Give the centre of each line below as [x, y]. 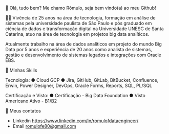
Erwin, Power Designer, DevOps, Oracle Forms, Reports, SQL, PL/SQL [79, 85]
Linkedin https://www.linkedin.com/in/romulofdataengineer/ [76, 121]
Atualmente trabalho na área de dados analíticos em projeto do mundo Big [84, 44]
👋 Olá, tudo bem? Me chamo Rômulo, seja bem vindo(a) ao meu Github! [81, 8]
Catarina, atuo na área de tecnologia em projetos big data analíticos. [77, 34]
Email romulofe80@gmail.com [44, 126]
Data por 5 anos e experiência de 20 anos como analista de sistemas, [79, 49]
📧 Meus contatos [23, 111]
